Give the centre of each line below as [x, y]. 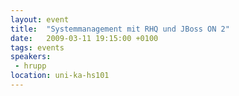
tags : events [37, 47]
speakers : [31, 57]
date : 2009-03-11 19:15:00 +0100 [84, 38]
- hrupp [30, 66]
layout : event [40, 19]
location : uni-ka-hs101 [60, 76]
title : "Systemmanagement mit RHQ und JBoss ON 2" [120, 29]
